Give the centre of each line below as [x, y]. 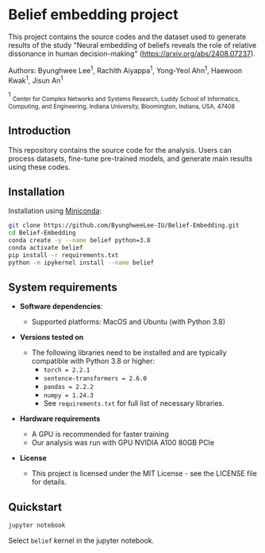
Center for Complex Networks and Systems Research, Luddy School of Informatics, [126, 99]
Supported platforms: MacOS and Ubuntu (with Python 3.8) [129, 322]
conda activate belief [46, 247]
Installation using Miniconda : [55, 211]
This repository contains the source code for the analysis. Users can [120, 150]
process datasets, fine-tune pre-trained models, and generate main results [130, 158]
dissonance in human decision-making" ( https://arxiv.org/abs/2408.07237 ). [132, 53]
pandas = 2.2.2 [68, 387]
